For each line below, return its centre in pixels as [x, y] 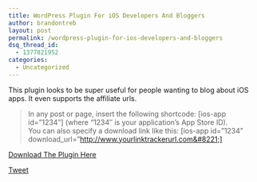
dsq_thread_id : [34, 45]
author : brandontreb [43, 23]
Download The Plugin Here [53, 154]
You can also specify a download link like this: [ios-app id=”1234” [135, 130]
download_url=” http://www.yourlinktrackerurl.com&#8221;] [125, 139]
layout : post [30, 30]
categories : [28, 60]
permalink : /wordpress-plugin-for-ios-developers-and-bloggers [116, 38]
